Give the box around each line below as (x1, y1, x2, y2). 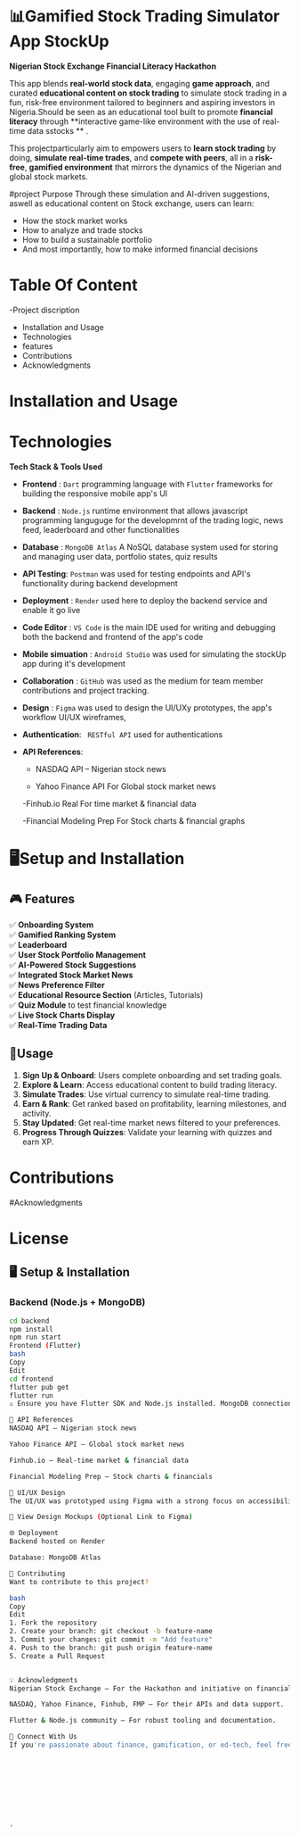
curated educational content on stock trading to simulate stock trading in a (9, 87, 287, 98)
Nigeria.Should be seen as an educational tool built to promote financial (9, 106, 273, 117)
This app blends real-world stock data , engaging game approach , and (9, 78, 270, 88)
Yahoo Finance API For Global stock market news (35, 781, 216, 792)
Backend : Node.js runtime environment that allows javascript (21, 505, 248, 516)
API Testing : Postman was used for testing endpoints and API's (21, 569, 251, 579)
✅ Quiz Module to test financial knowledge (9, 1000, 167, 1010)
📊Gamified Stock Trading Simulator (9, 6, 280, 27)
